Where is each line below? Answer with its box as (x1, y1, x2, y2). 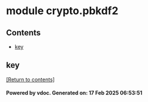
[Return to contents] (6, 75, 55, 83)
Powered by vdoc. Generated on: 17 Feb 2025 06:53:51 (6, 90, 143, 97)
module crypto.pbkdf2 (6, 4, 119, 18)
